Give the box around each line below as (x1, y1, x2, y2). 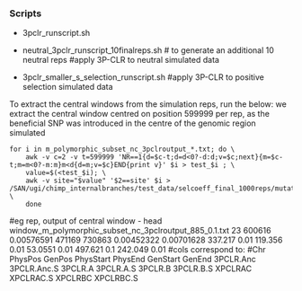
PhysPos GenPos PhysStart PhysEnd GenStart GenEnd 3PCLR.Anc (9, 254, 256, 265)
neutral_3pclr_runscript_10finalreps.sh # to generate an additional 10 (22, 45, 274, 56)
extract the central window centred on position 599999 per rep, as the (9, 109, 270, 119)
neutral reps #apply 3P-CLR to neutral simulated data (22, 55, 220, 66)
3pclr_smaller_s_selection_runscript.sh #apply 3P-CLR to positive (22, 72, 265, 83)
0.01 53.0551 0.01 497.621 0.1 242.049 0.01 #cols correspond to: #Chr (9, 244, 267, 255)
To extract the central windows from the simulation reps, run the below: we (9, 99, 288, 110)
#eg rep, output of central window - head (9, 216, 163, 226)
